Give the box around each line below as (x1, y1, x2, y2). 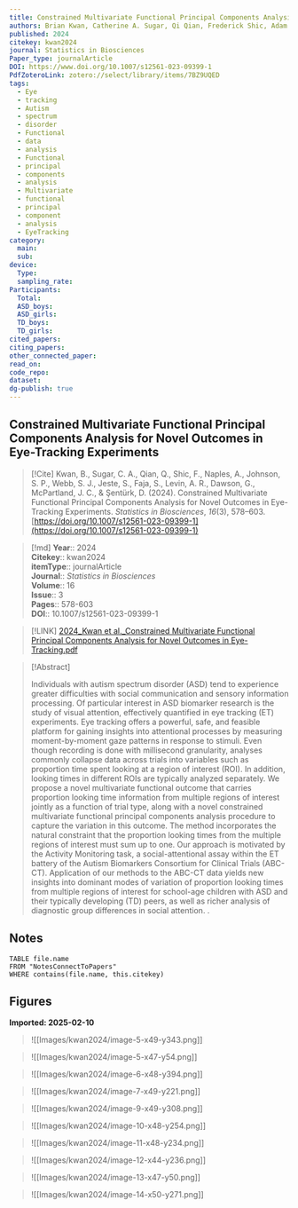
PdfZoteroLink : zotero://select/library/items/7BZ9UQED (9, 71, 220, 80)
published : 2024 (9, 29, 69, 38)
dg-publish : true (9, 384, 74, 393)
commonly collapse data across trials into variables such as (30, 754, 249, 764)
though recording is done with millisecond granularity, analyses (30, 745, 263, 755)
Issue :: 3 (30, 589, 64, 600)
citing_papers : (9, 343, 66, 351)
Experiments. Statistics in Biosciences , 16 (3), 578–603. (65, 506, 266, 517)
